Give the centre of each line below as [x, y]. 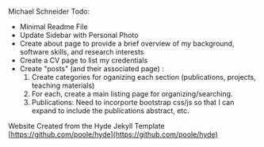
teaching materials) [63, 85]
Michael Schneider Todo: [49, 11]
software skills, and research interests [82, 52]
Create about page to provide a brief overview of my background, [127, 43]
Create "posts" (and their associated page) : [92, 69]
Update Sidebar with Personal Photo [79, 35]
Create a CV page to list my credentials [84, 60]
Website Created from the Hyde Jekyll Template [86, 126]
